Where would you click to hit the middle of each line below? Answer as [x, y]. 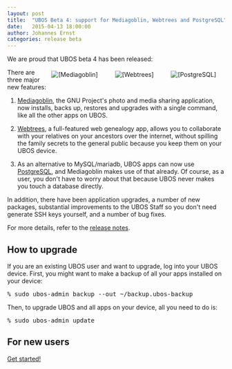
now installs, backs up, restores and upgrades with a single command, [117, 108]
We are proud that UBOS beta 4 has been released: [80, 59]
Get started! [24, 359]
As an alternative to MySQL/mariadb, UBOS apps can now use [106, 164]
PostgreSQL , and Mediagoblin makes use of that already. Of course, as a [120, 172]
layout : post [26, 13]
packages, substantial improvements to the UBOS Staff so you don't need [112, 207]
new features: [27, 87]
